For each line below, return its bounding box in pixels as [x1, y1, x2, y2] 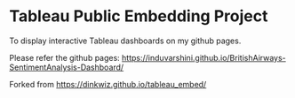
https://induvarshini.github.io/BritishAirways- [121, 52, 286, 63]
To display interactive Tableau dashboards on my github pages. [9, 35, 242, 46]
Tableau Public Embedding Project [9, 6, 268, 26]
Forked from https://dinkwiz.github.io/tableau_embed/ [9, 79, 207, 89]
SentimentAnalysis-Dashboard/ [9, 62, 124, 72]
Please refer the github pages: [9, 52, 120, 63]
